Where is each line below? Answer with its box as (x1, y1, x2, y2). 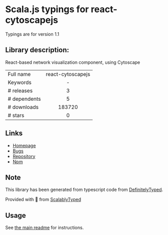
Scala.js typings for (5, 4, 89, 15)
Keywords (8, 79, 32, 86)
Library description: (5, 46, 69, 54)
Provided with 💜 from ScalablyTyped (5, 197, 81, 203)
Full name (8, 70, 31, 77)
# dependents (8, 95, 41, 102)
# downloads (8, 103, 39, 110)
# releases (8, 87, 33, 94)
